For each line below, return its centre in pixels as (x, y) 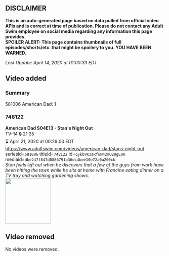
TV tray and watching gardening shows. (47, 175)
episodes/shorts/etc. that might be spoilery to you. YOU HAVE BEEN (78, 47)
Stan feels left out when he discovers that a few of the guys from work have (85, 164)
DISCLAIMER (26, 8)
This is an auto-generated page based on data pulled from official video (82, 20)
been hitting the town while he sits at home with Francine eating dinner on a (85, 170)
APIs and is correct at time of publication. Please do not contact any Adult (84, 26)
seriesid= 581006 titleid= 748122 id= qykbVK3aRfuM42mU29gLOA (65, 154)
